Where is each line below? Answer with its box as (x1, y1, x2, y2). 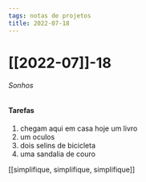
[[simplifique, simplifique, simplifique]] (8, 164, 136, 174)
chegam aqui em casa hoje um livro (19, 123, 138, 133)
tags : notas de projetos (8, 11, 91, 20)
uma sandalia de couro (19, 149, 96, 159)
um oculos (19, 131, 55, 141)
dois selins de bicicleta (19, 140, 96, 150)
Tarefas (8, 105, 34, 115)
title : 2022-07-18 (8, 19, 70, 27)
